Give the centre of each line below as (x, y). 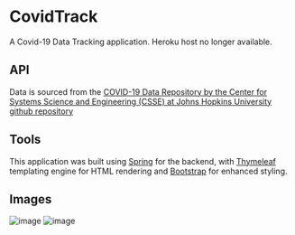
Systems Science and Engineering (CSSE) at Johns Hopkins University (141, 101)
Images (31, 199)
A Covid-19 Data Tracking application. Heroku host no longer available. (141, 42)
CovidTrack (54, 17)
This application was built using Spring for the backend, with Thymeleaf (143, 161)
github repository (41, 111)
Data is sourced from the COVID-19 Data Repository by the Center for (138, 91)
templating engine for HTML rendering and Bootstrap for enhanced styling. (148, 171)
